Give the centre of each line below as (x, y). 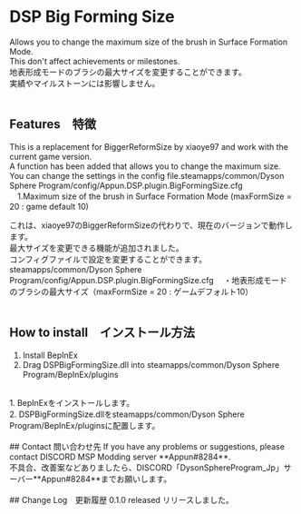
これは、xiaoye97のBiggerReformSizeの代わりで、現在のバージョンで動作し (151, 225)
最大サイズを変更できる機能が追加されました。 (97, 248)
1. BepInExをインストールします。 (72, 402)
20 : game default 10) (49, 206)
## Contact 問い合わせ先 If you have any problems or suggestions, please (147, 446)
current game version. (51, 156)
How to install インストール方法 (102, 333)
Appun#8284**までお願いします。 (106, 479)
